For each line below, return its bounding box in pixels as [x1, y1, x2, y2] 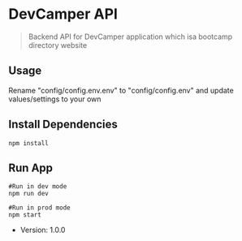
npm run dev [8, 190, 49, 198]
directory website [28, 40, 88, 49]
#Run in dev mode [8, 183, 67, 191]
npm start [8, 211, 42, 219]
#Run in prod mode [8, 204, 71, 212]
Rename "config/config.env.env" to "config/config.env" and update [8, 85, 234, 95]
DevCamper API [8, 5, 118, 24]
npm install [8, 139, 49, 147]
